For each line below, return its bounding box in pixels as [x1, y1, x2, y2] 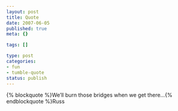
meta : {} [6, 31, 28, 37]
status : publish [6, 75, 47, 81]
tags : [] [6, 42, 28, 48]
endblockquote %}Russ [6, 98, 65, 105]
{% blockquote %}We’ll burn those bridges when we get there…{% [6, 91, 173, 99]
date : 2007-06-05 [6, 20, 50, 26]
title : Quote [6, 14, 39, 20]
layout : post [6, 8, 39, 15]
